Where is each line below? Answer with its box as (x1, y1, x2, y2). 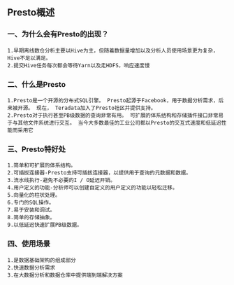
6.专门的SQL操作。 (7, 199, 54, 207)
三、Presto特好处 (7, 144, 66, 154)
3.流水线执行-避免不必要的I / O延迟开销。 (7, 177, 116, 184)
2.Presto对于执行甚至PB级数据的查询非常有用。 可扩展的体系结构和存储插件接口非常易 (7, 111, 224, 119)
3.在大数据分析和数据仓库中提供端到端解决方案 (7, 272, 124, 279)
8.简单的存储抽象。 (7, 214, 56, 221)
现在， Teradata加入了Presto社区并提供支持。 (36, 104, 156, 111)
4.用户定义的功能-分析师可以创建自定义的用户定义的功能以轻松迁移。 (7, 184, 178, 191)
